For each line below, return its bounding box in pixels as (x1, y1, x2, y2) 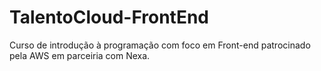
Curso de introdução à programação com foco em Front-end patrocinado (9, 39, 311, 51)
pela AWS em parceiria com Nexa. (9, 49, 151, 61)
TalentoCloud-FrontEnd (9, 6, 210, 29)
